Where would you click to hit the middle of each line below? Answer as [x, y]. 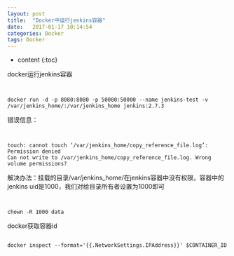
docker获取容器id [32, 226]
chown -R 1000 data [36, 212]
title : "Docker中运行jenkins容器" [57, 20]
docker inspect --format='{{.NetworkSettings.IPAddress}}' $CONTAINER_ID [117, 245]
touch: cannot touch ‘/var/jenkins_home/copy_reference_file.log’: [108, 146]
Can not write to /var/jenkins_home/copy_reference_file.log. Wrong [109, 158]
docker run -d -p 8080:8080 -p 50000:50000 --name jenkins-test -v [108, 100]
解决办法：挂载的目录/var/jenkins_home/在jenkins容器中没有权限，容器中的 [116, 178]
